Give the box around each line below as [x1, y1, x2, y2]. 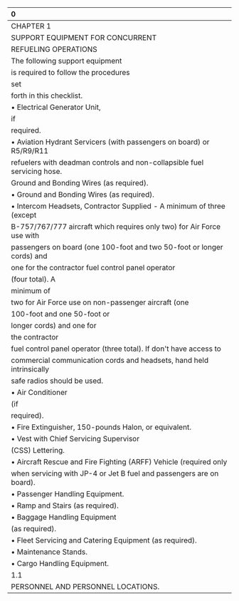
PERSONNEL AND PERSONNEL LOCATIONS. [11, 582, 160, 591]
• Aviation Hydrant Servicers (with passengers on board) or [11, 137, 210, 147]
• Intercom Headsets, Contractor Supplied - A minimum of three [11, 201, 225, 211]
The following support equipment [11, 56, 122, 66]
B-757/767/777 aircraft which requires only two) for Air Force [11, 222, 221, 231]
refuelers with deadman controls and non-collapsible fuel [11, 158, 204, 167]
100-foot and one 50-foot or [11, 309, 110, 319]
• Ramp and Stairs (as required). [11, 500, 119, 510]
